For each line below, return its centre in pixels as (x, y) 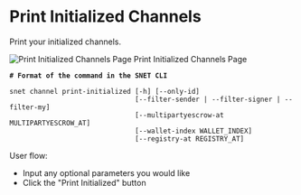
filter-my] (30, 107)
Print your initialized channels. (66, 42)
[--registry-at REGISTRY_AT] (189, 139)
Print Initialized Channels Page (191, 59)
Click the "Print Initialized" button (84, 182)
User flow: (28, 155)
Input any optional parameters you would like (106, 172)
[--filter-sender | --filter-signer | (207, 99)
